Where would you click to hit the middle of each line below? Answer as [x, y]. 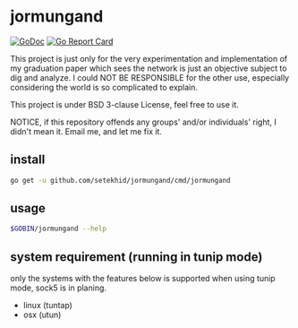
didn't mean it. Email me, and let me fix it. [86, 131]
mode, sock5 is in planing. [58, 288]
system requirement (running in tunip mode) [136, 257]
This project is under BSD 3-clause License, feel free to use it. [125, 104]
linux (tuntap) [47, 306]
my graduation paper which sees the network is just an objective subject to [149, 68]
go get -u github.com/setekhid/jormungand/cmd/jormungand [120, 180]
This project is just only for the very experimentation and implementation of [149, 58]
